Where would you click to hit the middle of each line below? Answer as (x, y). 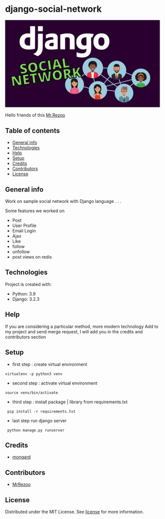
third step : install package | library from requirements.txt (70, 402)
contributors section (26, 337)
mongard (21, 457)
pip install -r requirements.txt (41, 411)
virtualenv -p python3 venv (34, 374)
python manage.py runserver (36, 430)
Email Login (24, 231)
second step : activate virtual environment (55, 383)
